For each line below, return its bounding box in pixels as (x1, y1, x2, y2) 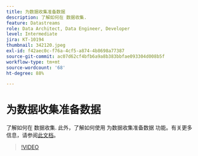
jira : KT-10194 (6, 37, 44, 43)
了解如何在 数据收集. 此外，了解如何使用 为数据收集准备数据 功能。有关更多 (6, 124, 193, 131)
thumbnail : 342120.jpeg (6, 43, 66, 49)
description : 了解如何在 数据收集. (6, 14, 87, 20)
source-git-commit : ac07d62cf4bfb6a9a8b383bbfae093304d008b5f (6, 53, 165, 59)
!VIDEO (20, 143, 39, 151)
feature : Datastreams (6, 20, 61, 26)
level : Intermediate (6, 31, 58, 37)
